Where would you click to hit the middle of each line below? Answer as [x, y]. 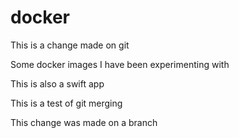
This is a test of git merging [66, 103]
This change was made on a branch [84, 122]
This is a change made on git [70, 45]
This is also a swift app [57, 83]
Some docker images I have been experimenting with [120, 64]
